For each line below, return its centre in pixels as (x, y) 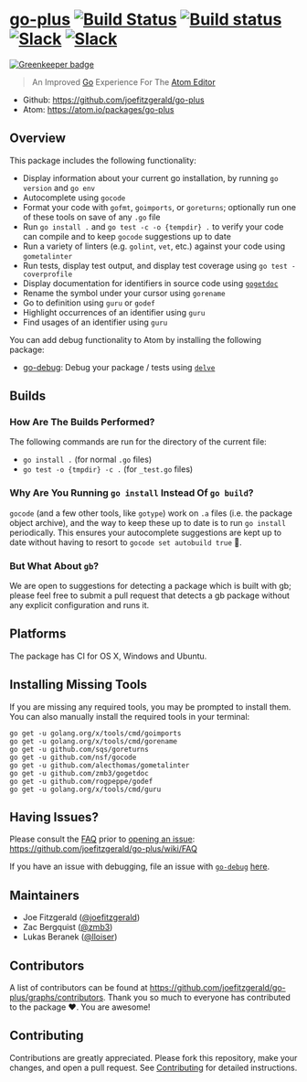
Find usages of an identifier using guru (95, 322)
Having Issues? (54, 817)
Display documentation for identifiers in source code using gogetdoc (150, 283)
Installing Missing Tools (79, 685)
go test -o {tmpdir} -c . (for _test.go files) (108, 469)
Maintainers (45, 895)
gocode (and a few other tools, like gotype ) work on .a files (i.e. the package (151, 513)
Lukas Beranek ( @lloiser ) (70, 937)
